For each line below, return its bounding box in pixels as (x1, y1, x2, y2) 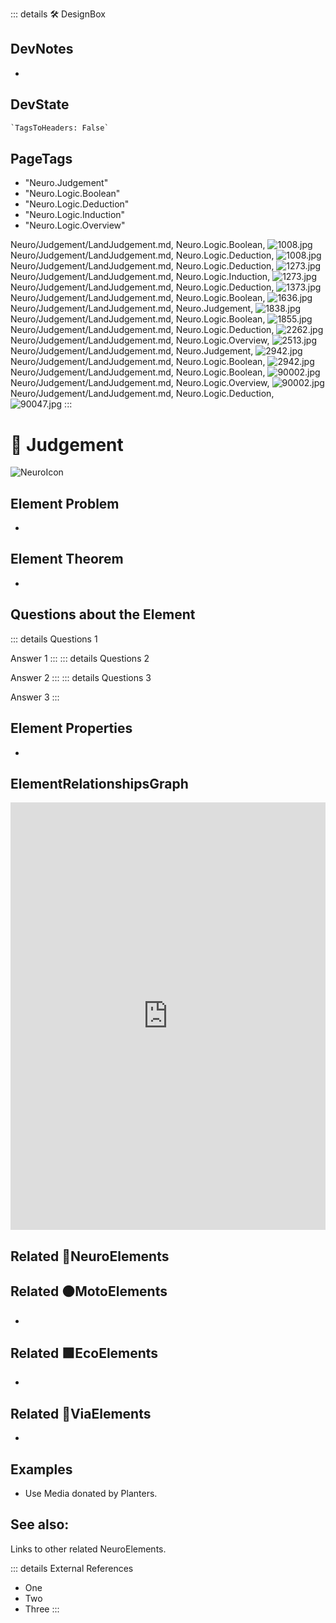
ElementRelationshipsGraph (10, 775, 189, 792)
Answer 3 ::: (10, 691, 60, 703)
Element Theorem (10, 551, 124, 568)
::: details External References (10, 1562, 134, 1574)
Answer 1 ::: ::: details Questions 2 (10, 652, 150, 664)
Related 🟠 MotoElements (10, 1283, 168, 1300)
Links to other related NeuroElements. (10, 1543, 167, 1555)
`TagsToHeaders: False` (10, 123, 110, 133)
